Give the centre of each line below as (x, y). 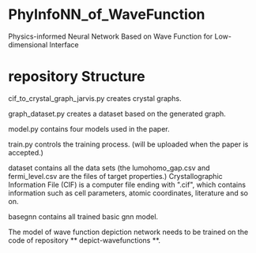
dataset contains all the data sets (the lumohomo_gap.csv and (109, 168)
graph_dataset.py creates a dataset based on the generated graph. (117, 113)
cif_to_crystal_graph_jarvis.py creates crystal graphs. (95, 98)
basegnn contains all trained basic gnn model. (83, 216)
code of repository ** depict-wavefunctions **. (84, 240)
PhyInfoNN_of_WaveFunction (107, 15)
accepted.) (26, 152)
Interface (64, 44)
